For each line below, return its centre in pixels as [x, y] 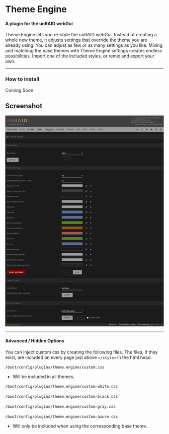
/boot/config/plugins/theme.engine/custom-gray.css [60, 406]
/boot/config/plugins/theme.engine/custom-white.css [62, 386]
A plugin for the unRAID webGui [39, 23]
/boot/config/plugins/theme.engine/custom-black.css [62, 396]
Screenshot [24, 106]
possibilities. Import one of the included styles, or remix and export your [80, 56]
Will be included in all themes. [43, 377]
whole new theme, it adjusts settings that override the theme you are [76, 40]
